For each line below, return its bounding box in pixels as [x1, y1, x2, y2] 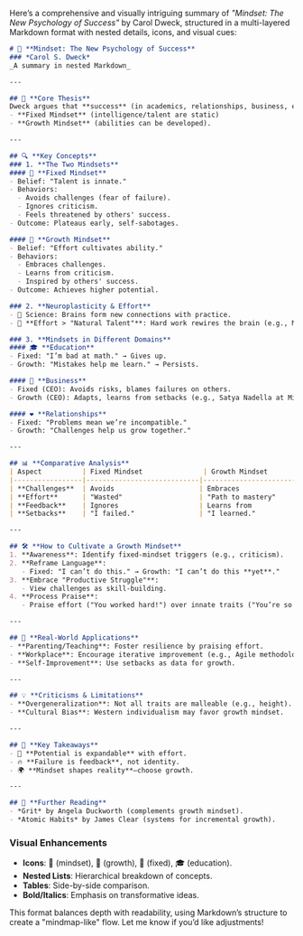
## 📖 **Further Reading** [9, 799, 106, 808]
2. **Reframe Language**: [9, 558, 106, 567]
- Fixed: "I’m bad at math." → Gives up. [9, 351, 168, 360]
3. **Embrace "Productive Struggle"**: [9, 576, 160, 585]
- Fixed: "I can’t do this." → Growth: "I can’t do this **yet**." [21, 566, 280, 576]
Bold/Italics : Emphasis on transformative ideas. [22, 890, 200, 901]
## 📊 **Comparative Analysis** [9, 459, 130, 468]
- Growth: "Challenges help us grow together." [9, 426, 192, 435]
